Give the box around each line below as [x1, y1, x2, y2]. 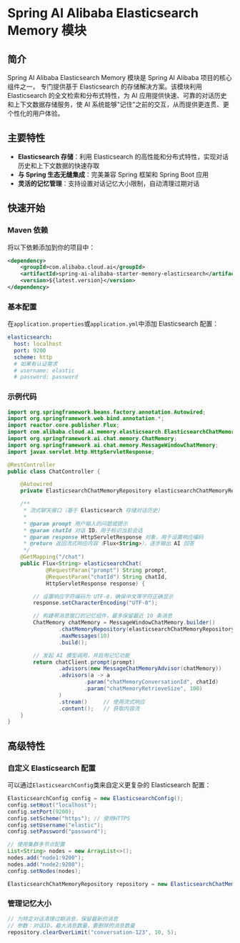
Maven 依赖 [7, 225, 49, 235]
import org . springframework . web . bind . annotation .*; [7, 415, 164, 422]
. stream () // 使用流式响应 [58, 698, 145, 705]
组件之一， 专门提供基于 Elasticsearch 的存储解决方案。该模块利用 [7, 82, 202, 91]
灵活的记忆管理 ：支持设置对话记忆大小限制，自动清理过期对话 [17, 179, 200, 187]
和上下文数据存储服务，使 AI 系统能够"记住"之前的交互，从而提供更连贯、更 [7, 100, 230, 109]
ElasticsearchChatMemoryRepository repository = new [7, 880, 168, 887]
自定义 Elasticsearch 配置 [7, 763, 96, 773]
